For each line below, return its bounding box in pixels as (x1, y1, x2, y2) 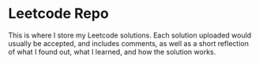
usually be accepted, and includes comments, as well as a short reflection (8, 38, 249, 48)
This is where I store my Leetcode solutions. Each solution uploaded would (8, 30, 252, 40)
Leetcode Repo (8, 5, 109, 23)
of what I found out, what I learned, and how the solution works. (8, 47, 216, 56)
